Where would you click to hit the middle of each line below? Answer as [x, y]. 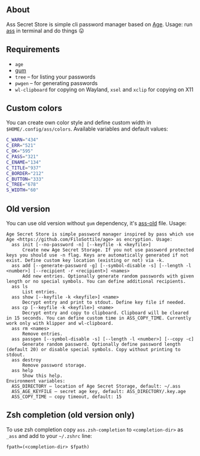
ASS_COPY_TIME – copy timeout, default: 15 [66, 397]
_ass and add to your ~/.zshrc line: [49, 436]
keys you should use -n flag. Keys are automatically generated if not [97, 255]
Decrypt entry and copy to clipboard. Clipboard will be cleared [105, 313]
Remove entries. [42, 334]
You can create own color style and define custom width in [79, 123]
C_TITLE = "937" [24, 168]
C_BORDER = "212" [25, 173]
